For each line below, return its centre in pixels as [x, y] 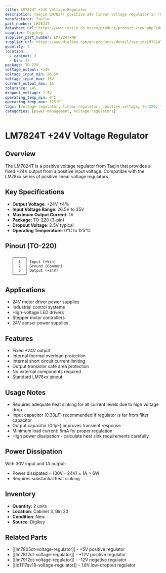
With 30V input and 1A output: [36, 463]
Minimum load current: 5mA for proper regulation [62, 431]
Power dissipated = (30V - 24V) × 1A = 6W [56, 473]
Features [19, 339]
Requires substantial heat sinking [46, 478]
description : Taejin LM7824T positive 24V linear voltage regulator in [80, 14]
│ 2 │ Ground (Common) [37, 266]
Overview [21, 154]
